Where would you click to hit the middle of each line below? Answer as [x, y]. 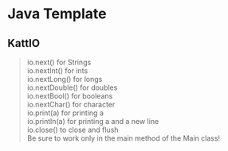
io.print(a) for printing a [65, 113]
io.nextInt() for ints [57, 71]
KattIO [24, 43]
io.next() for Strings [59, 62]
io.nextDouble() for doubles [72, 87]
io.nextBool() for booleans [70, 96]
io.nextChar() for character [71, 105]
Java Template [57, 14]
